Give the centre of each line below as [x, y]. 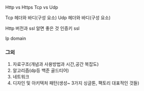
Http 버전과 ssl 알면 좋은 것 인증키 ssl [42, 28]
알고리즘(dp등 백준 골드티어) [41, 70]
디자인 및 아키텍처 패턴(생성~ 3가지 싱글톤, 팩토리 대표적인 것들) [76, 83]
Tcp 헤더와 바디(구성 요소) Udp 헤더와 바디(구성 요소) [58, 18]
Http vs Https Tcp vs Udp [32, 7]
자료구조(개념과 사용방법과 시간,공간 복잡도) [56, 64]
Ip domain [16, 38]
